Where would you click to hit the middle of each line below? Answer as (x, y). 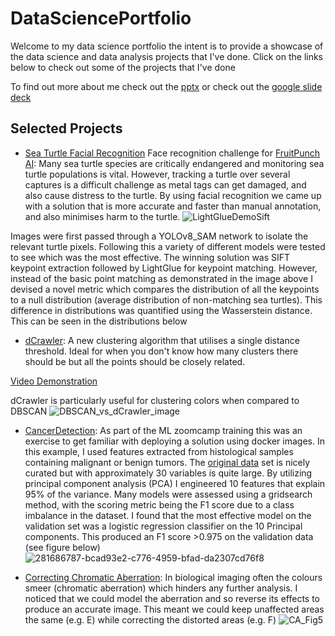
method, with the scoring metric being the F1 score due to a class (159, 504)
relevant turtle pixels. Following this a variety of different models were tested (168, 246)
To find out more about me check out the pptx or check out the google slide (166, 86)
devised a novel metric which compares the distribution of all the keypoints (165, 289)
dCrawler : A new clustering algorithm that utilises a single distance (162, 340)
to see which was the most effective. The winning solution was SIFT (150, 257)
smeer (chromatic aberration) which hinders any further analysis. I (161, 588)
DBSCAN (29, 411)
